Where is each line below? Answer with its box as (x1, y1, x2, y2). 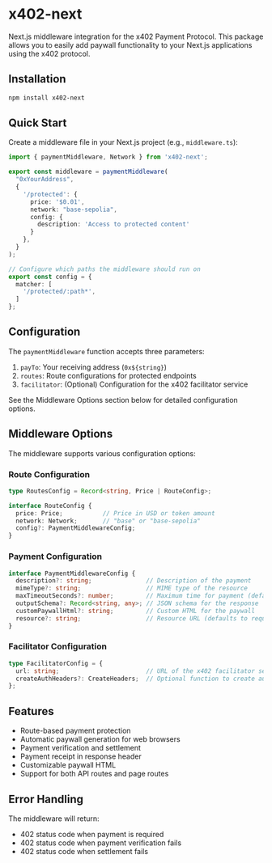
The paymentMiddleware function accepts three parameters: (8, 346, 205, 356)
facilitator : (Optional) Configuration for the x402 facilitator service (19, 379, 249, 389)
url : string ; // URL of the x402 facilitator (15, 666, 255, 675)
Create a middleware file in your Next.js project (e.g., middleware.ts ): (8, 137, 239, 147)
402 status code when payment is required (19, 829, 164, 839)
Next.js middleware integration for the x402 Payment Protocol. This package (8, 32, 264, 41)
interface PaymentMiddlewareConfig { (8, 569, 136, 577)
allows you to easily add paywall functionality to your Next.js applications (8, 40, 253, 49)
